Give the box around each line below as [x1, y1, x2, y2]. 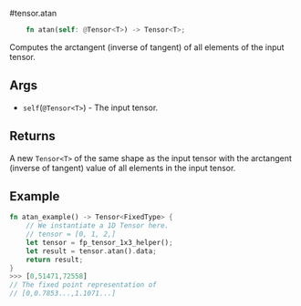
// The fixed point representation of [9, 280, 157, 290]
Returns [9, 128, 57, 144]
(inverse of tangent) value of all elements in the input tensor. [9, 162, 236, 173]
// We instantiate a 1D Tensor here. [26, 221, 170, 230]
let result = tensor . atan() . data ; [26, 246, 157, 256]
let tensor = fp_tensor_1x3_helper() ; [26, 238, 173, 247]
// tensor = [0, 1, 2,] [26, 229, 117, 240]
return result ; [26, 255, 84, 264]
